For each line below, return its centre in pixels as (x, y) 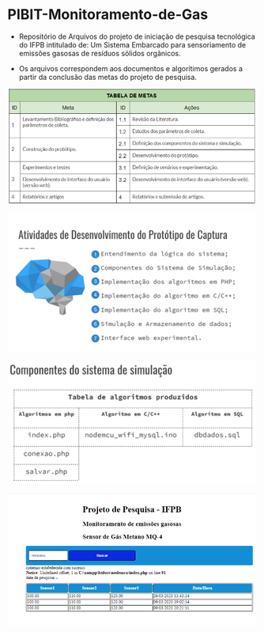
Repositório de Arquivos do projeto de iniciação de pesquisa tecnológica (137, 36)
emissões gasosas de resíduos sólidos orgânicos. (100, 53)
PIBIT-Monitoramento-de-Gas (108, 15)
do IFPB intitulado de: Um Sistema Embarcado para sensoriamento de (132, 44)
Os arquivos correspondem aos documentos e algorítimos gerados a (130, 68)
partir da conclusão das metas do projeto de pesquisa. (107, 77)
